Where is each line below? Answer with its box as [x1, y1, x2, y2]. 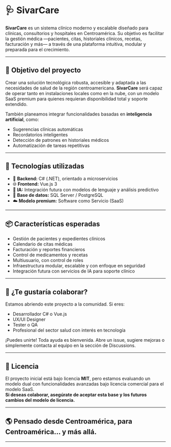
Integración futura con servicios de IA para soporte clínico [12, 268, 135, 274]
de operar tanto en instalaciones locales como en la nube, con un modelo [5, 90, 159, 96]
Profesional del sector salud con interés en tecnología [12, 327, 126, 334]
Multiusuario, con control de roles [12, 257, 83, 263]
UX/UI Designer [12, 316, 46, 322]
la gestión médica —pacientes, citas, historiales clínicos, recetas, [5, 36, 142, 42]
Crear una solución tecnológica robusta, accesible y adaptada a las [5, 79, 147, 85]
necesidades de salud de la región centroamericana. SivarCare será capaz [5, 85, 163, 91]
